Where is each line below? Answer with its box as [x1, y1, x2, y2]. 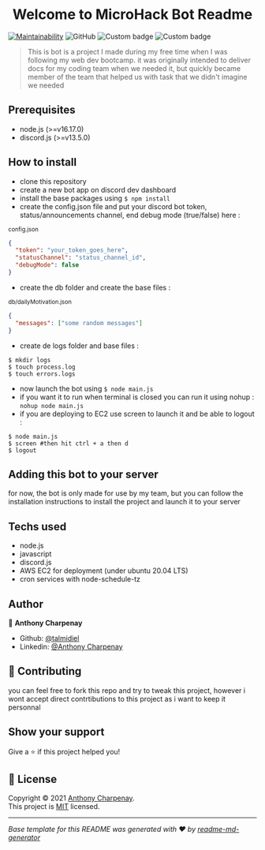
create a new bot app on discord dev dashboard [19, 185, 177, 194]
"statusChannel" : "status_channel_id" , [15, 254, 147, 262]
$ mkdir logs [8, 356, 51, 364]
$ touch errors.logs [8, 369, 77, 378]
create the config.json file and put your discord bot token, [19, 201, 207, 211]
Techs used [8, 519, 67, 534]
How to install [8, 155, 77, 169]
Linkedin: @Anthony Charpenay [19, 642, 124, 651]
